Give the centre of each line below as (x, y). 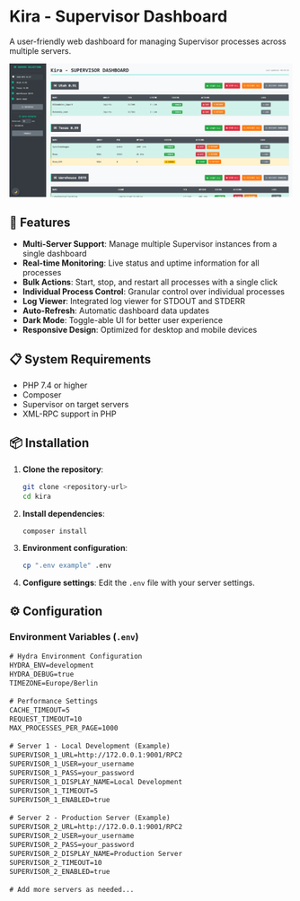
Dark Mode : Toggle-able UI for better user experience (122, 320)
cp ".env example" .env (67, 566)
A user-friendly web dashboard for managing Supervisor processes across (148, 41)
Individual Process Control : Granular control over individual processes (154, 292)
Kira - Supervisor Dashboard (119, 17)
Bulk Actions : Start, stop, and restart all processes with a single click (150, 282)
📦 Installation (49, 443)
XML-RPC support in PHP (69, 414)
